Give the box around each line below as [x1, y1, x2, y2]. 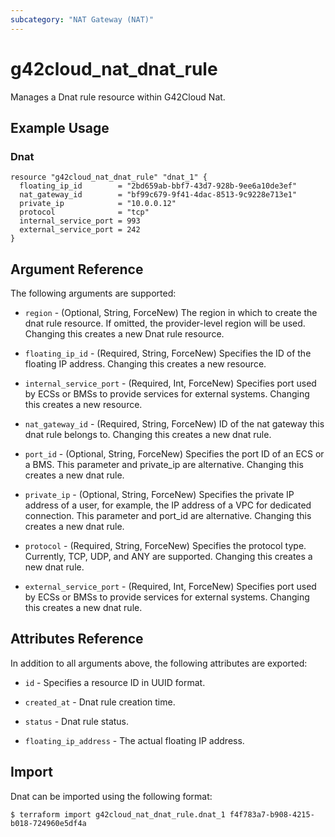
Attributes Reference [10, 631, 144, 648]
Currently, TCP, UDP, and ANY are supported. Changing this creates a [24, 551, 313, 563]
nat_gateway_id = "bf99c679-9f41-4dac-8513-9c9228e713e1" [19, 190, 298, 200]
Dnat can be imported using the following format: [10, 790, 213, 802]
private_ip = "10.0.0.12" [19, 199, 177, 209]
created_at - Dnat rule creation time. [24, 696, 176, 708]
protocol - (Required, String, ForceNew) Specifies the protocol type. [24, 540, 307, 552]
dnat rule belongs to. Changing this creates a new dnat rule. [24, 429, 272, 441]
